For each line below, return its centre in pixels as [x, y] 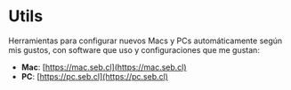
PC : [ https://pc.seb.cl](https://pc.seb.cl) [94, 76]
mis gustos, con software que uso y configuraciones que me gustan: [134, 49]
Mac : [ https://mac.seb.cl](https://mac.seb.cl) [104, 67]
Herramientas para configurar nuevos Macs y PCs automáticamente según [145, 41]
